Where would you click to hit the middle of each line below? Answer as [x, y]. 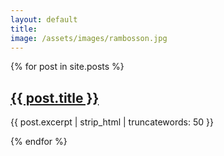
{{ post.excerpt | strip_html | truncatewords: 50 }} [112, 122]
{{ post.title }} [55, 97]
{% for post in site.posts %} [67, 67]
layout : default [44, 19]
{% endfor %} [39, 142]
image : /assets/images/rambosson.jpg [89, 38]
